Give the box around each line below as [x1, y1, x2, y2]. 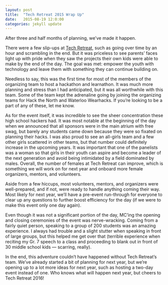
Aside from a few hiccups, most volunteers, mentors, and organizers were [5, 181, 158, 187]
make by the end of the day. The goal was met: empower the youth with [5, 61, 154, 67]
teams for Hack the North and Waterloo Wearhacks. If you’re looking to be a [5, 98, 162, 104]
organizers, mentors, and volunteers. [5, 171, 82, 177]
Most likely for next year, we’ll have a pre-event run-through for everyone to [5, 192, 162, 198]
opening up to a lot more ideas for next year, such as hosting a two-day [5, 264, 153, 270]
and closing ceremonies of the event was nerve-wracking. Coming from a [5, 217, 158, 224]
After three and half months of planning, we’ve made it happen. [5, 35, 136, 41]
